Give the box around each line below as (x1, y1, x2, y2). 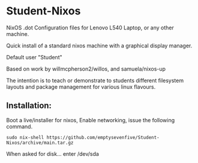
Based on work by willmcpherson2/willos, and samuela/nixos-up (6, 65, 166, 73)
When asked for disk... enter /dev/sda (6, 150, 99, 157)
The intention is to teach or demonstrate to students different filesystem (6, 77, 184, 84)
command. (6, 123, 33, 130)
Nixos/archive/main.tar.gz (6, 140, 74, 146)
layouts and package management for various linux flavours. (6, 83, 156, 90)
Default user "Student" (6, 53, 62, 61)
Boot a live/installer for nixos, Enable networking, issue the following (6, 116, 175, 123)
